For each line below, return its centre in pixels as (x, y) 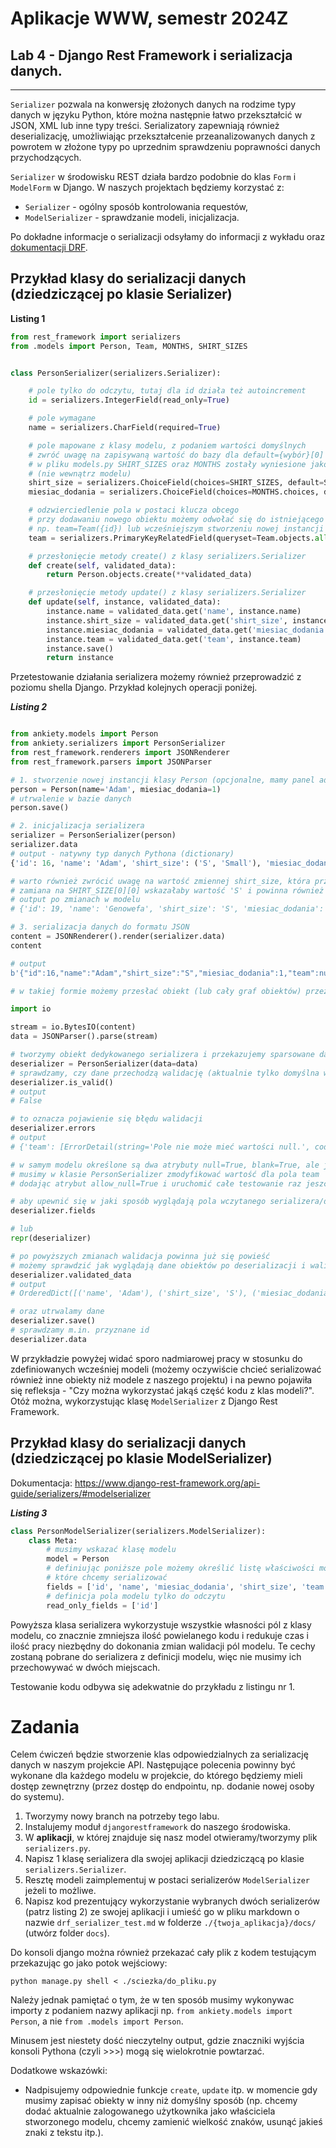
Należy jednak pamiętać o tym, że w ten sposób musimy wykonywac (152, 2000)
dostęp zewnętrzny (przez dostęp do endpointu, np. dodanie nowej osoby (162, 1786)
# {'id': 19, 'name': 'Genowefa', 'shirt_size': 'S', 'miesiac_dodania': (167, 909)
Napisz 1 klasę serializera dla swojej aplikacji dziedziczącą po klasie (164, 1859)
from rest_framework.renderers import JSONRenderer (120, 753)
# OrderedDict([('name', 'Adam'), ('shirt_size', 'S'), (129, 1293)
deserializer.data (48, 1339)
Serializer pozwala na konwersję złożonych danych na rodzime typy (153, 104)
